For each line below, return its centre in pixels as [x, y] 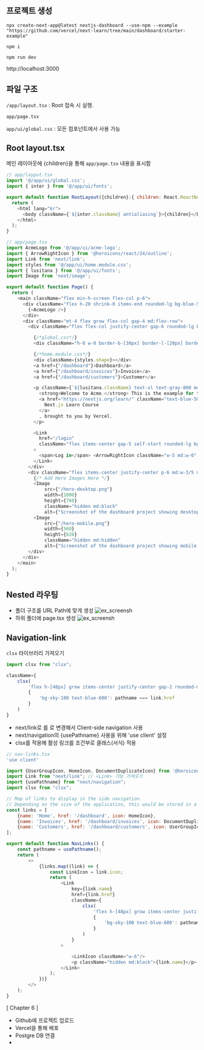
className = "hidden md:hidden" [83, 540]
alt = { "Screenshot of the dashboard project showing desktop [122, 512]
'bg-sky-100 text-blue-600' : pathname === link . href [107, 698]
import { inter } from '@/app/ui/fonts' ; [59, 186]
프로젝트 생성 [29, 11]
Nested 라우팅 [32, 595]
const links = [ [27, 810]
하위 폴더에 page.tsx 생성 [45, 618]
